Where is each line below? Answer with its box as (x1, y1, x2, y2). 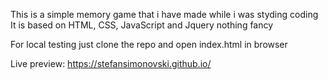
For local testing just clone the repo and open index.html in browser (10, 39, 288, 50)
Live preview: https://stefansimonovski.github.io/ (10, 58, 212, 69)
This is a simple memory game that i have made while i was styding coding (10, 9, 319, 20)
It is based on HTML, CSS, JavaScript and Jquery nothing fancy (10, 19, 274, 31)
